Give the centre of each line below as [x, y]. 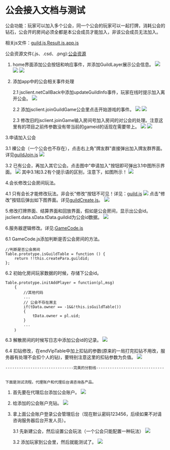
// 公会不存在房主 [40, 302]
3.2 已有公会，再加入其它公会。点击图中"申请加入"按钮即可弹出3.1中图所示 [83, 165]
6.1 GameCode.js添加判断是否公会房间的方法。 [54, 239]
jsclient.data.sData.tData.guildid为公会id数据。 [54, 217]
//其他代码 [33, 292]
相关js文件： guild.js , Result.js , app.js [42, 43]
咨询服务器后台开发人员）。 [40, 420]
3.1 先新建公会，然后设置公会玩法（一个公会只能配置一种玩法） [78, 431]
